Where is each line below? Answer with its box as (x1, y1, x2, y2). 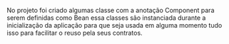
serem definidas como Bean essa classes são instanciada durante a (6, 13, 206, 22)
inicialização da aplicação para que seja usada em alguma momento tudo (6, 21, 223, 29)
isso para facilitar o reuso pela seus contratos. (6, 28, 143, 37)
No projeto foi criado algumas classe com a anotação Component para (6, 6, 215, 14)
